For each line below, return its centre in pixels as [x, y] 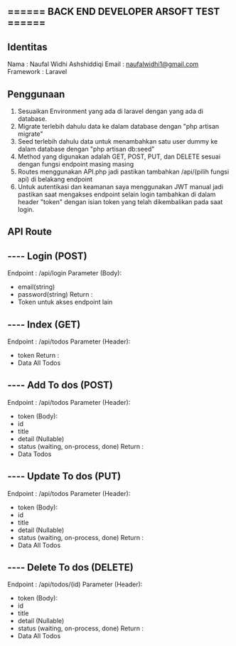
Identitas [27, 47]
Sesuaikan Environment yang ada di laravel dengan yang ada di [111, 111]
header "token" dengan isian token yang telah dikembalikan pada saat [120, 202]
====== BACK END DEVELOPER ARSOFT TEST [114, 12]
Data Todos [34, 454]
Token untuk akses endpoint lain [65, 302]
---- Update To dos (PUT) [64, 476]
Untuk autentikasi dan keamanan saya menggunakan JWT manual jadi [120, 187]
